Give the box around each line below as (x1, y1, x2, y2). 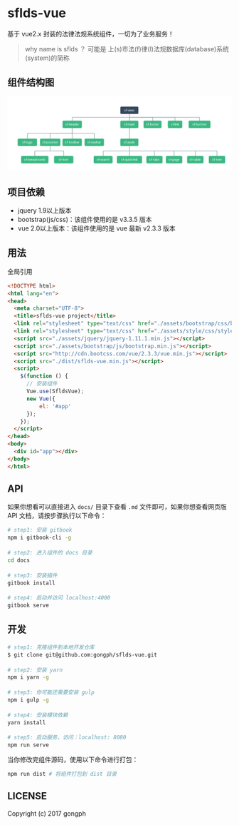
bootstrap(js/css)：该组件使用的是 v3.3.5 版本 (17, 215, 152, 223)
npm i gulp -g (7, 697, 50, 704)
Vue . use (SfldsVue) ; (26, 388, 84, 395)
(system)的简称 (24, 54, 70, 62)
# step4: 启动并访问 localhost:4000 (7, 594, 111, 602)
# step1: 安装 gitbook (7, 527, 73, 534)
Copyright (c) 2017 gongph (7, 809, 87, 818)
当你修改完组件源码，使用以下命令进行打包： (7, 755, 139, 764)
